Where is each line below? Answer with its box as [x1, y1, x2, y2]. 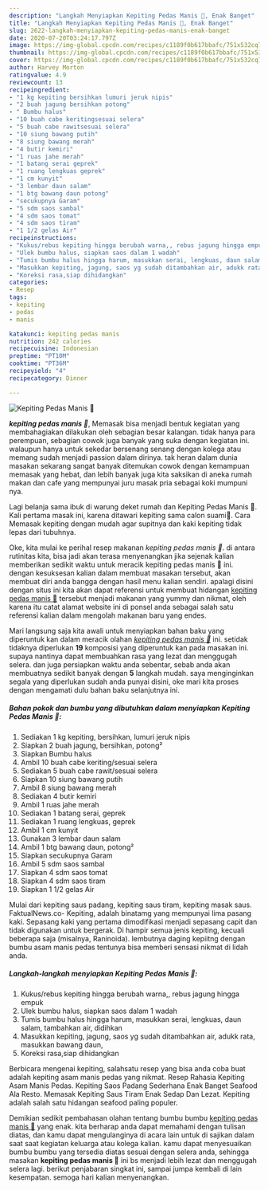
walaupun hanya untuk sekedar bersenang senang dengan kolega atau [9, 444, 242, 454]
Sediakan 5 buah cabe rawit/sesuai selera [20, 766, 158, 776]
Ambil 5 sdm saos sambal [20, 858, 105, 869]
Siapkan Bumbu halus [20, 748, 92, 758]
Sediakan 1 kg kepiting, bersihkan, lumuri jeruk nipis [20, 732, 190, 741]
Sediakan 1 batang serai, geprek [20, 808, 126, 818]
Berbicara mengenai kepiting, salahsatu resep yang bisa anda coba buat [9, 1063, 246, 1073]
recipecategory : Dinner [9, 374, 88, 383]
